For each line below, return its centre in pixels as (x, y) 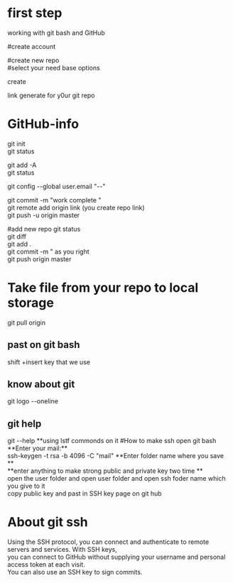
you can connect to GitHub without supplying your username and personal (116, 557)
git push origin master (39, 259)
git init (17, 143)
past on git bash (44, 345)
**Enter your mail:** (38, 448)
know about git (41, 385)
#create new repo (33, 60)
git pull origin (27, 322)
